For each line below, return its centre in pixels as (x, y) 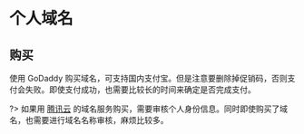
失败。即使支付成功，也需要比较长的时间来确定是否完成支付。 (140, 90)
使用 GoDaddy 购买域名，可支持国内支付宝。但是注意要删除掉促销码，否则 (148, 78)
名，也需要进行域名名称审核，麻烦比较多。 (89, 120)
